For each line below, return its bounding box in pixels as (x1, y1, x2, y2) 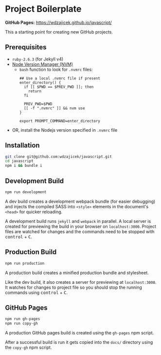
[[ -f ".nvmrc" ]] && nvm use (23, 106, 85, 111)
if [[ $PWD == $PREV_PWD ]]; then (23, 84, 94, 89)
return (28, 89, 42, 94)
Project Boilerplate (5, 3, 82, 15)
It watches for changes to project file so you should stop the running (5, 284, 142, 290)
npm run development (5, 190, 47, 195)
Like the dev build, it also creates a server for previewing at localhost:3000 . (5, 279, 157, 285)
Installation (5, 141, 40, 150)
